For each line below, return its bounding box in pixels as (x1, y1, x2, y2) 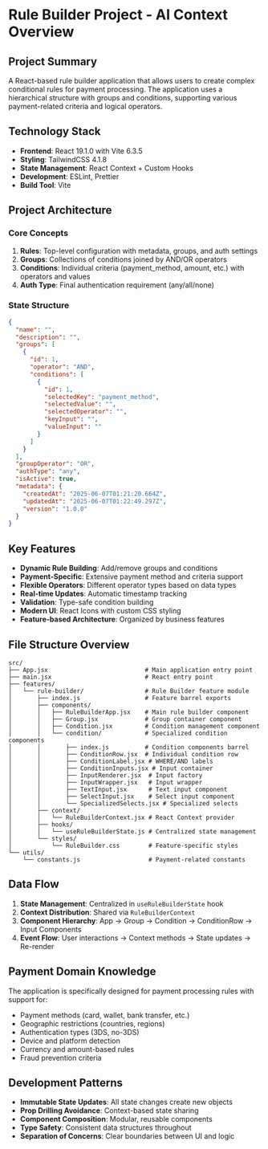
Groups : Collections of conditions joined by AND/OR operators (19, 255, 227, 264)
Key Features (8, 542, 76, 556)
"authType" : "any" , (15, 467, 81, 475)
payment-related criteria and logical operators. (8, 102, 163, 111)
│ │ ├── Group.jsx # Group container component (8, 715, 242, 723)
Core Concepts (8, 227, 69, 238)
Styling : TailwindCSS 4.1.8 (19, 154, 107, 164)
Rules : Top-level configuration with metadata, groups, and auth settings (19, 246, 258, 255)
